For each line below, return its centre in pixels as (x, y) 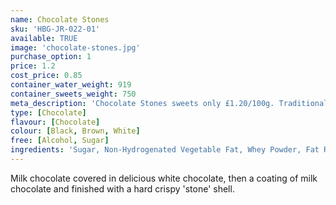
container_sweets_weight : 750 (73, 94)
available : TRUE (44, 38)
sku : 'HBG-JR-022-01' (55, 29)
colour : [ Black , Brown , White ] (75, 131)
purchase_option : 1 (51, 57)
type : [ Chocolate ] (48, 112)
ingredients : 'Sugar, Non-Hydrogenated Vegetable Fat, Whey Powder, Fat (165, 150)
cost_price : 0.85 (46, 76)
